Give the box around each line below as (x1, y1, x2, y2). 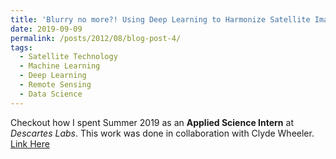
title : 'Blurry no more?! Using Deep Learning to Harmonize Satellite (10, 14, 311, 25)
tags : (10, 42, 33, 53)
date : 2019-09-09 (10, 24, 83, 34)
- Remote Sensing (19, 80, 92, 90)
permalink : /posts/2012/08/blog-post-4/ (10, 33, 182, 43)
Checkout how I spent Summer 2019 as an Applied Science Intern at (10, 116, 294, 128)
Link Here (10, 137, 50, 150)
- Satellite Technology (19, 52, 118, 62)
